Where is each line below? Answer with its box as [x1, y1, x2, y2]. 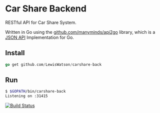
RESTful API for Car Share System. [5, 19, 76, 25]
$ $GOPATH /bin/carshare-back [5, 89, 66, 94]
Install [5, 49, 25, 57]
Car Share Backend [5, 3, 86, 14]
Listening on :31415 [5, 94, 48, 99]
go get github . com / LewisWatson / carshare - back [5, 62, 101, 67]
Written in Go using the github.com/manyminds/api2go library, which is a [5, 29, 155, 35]
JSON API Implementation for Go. [5, 34, 74, 40]
